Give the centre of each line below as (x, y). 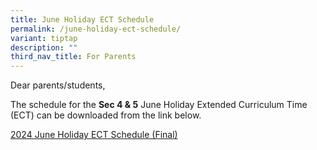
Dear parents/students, (58, 85)
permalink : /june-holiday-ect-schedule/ (96, 29)
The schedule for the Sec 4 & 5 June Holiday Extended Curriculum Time (159, 105)
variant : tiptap (44, 38)
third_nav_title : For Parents (73, 57)
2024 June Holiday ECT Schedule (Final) (94, 135)
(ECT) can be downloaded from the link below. (106, 115)
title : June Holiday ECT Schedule (82, 19)
